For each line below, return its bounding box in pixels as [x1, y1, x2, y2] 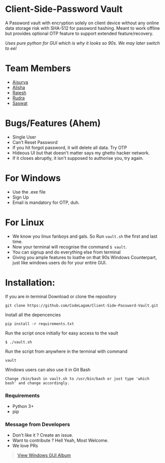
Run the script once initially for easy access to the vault [5, 330, 118, 336]
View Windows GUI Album [17, 453, 71, 459]
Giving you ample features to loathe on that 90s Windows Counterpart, [12, 254, 157, 260]
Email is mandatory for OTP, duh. [12, 199, 80, 205]
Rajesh [12, 89, 26, 95]
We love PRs [12, 443, 38, 449]
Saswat [12, 100, 28, 106]
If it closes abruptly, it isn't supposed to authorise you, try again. [12, 155, 144, 161]
